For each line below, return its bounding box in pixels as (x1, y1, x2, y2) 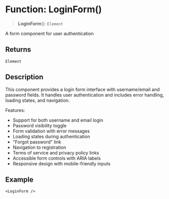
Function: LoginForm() (5, 4, 102, 15)
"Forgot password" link (12, 139, 61, 145)
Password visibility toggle (12, 122, 67, 128)
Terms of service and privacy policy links (12, 149, 100, 156)
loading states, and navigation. (5, 97, 70, 103)
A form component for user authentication (5, 30, 94, 36)
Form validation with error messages (12, 128, 90, 134)
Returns (5, 45, 32, 54)
